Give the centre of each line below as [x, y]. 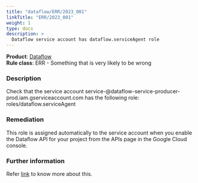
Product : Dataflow [29, 57]
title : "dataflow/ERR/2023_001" [46, 12]
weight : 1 [19, 23]
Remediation [25, 120]
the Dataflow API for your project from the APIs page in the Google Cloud [97, 139]
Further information [35, 161]
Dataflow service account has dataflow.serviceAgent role [86, 39]
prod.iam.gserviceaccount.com [45, 98]
